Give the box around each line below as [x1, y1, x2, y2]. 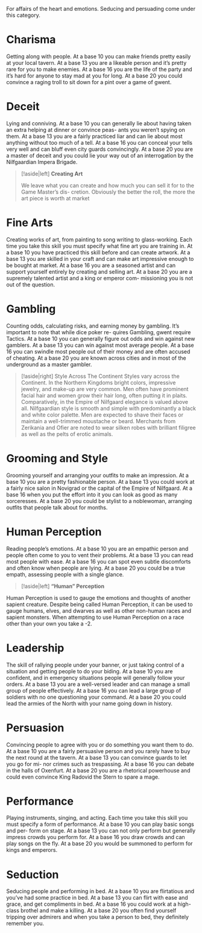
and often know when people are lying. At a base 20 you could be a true [6, 564, 186, 572]
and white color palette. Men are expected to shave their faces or [21, 411, 184, 418]
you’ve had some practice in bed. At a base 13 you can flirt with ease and [6, 894, 188, 902]
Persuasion [6, 720, 65, 734]
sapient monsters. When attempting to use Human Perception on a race [6, 613, 185, 621]
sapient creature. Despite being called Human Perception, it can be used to [6, 601, 193, 608]
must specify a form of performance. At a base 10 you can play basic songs [6, 820, 194, 828]
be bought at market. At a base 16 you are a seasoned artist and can [6, 262, 176, 269]
